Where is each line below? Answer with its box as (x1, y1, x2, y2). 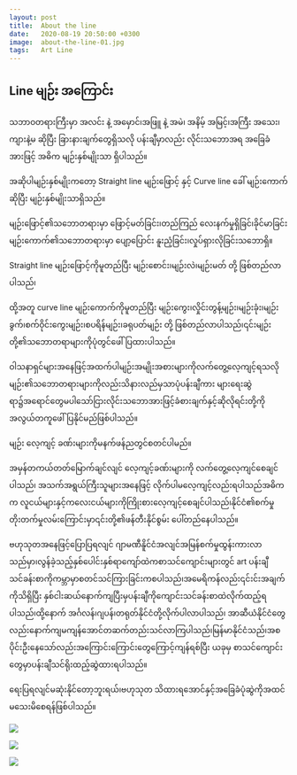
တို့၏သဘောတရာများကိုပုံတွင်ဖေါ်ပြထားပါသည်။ (9, 336, 176, 346)
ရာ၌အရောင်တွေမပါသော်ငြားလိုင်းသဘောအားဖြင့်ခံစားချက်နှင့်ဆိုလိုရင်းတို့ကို (9, 395, 266, 406)
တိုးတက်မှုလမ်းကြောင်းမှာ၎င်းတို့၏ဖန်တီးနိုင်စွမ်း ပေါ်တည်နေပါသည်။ (9, 514, 239, 524)
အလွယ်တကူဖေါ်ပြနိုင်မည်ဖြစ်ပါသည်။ (9, 413, 139, 423)
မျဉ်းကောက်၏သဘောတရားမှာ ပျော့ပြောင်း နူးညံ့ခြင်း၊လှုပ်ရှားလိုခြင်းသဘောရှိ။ (9, 235, 273, 245)
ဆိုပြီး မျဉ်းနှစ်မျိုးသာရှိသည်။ (9, 192, 106, 204)
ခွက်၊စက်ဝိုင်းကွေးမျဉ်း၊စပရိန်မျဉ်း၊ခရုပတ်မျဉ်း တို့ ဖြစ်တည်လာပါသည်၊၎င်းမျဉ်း (9, 319, 272, 329)
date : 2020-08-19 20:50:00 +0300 (9, 29, 141, 38)
